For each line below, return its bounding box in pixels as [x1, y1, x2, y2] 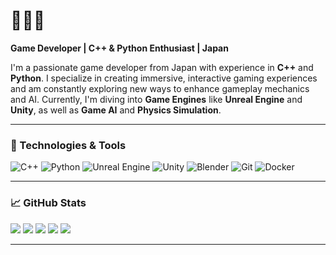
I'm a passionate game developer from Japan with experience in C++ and [10, 61, 314, 73]
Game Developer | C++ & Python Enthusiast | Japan [10, 42, 229, 54]
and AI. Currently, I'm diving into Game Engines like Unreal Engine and [10, 93, 303, 105]
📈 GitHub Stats [10, 196, 87, 210]
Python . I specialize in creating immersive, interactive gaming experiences [10, 72, 318, 84]
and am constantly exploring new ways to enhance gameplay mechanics [10, 82, 310, 94]
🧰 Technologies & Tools [10, 138, 127, 152]
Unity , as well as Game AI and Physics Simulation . [10, 104, 222, 116]
